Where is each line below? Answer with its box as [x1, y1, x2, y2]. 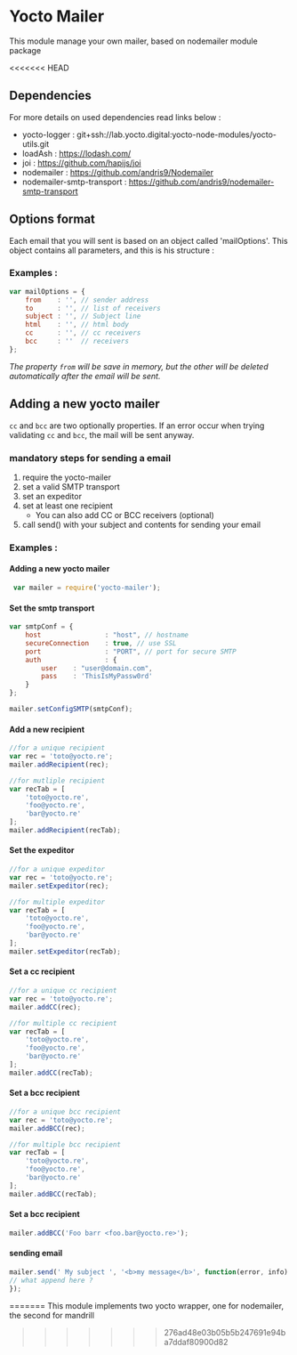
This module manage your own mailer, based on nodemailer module [9, 36, 258, 46]
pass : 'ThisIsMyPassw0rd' [41, 672, 153, 681]
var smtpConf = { [9, 622, 74, 631]
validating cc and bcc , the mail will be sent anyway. [9, 429, 195, 440]
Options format [9, 212, 96, 227]
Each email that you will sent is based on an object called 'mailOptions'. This [9, 235, 288, 246]
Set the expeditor [9, 845, 75, 856]
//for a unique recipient [9, 743, 105, 753]
